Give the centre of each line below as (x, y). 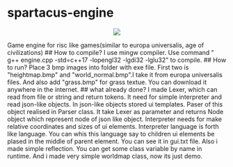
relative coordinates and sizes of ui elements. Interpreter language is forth (113, 126)
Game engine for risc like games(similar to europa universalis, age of (106, 45)
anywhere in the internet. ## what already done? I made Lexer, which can (112, 89)
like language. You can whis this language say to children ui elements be (111, 134)
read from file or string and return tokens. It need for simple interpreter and (115, 97)
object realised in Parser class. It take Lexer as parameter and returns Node (115, 111)
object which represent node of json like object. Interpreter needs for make (115, 119)
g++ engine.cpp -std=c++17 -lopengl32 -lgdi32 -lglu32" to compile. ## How (117, 60)
